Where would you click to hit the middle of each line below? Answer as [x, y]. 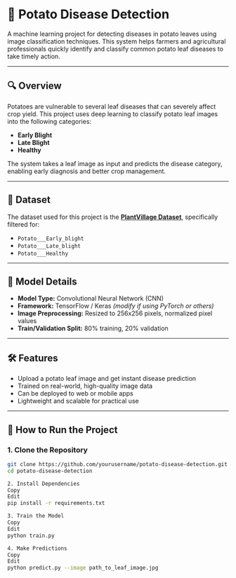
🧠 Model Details [42, 281]
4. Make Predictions [38, 548]
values [27, 321]
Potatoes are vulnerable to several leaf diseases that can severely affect [112, 106]
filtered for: [24, 224]
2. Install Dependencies [44, 484]
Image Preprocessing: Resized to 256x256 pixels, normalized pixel [115, 313]
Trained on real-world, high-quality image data [85, 386]
